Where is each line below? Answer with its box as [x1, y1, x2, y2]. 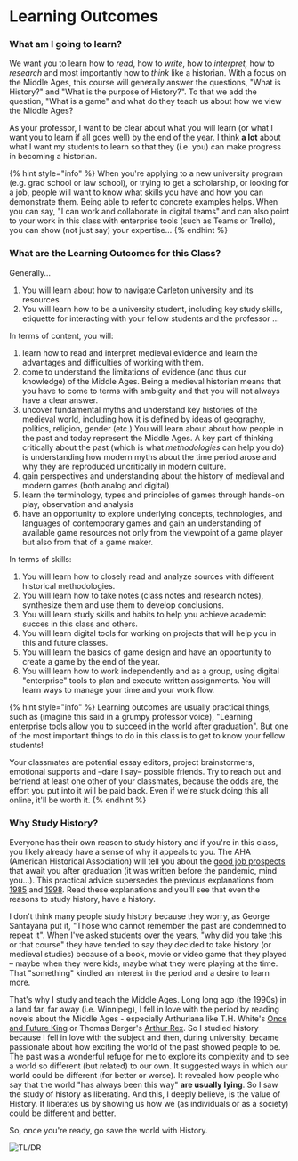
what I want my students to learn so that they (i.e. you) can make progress [9, 141, 282, 152]
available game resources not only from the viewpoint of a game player [21, 527, 283, 537]
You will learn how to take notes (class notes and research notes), [21, 590, 264, 601]
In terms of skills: [9, 553, 72, 564]
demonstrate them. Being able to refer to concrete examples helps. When [9, 197, 278, 207]
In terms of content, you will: [9, 330, 114, 341]
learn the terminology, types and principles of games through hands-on [21, 489, 285, 500]
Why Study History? [9, 817, 99, 829]
